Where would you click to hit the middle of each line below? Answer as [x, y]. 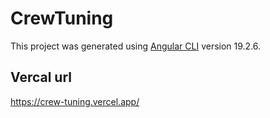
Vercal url [41, 77]
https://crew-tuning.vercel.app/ [75, 101]
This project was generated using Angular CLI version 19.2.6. [136, 46]
